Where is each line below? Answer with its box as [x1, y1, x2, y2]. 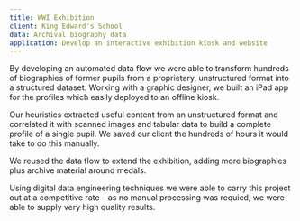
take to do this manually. [9, 138, 100, 149]
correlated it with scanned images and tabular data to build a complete [9, 119, 272, 130]
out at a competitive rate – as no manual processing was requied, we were [9, 192, 286, 203]
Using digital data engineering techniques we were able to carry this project [9, 182, 291, 194]
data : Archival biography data [9, 30, 127, 39]
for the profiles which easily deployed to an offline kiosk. [9, 92, 220, 103]
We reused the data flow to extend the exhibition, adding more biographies [9, 155, 287, 167]
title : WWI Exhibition [9, 13, 95, 23]
